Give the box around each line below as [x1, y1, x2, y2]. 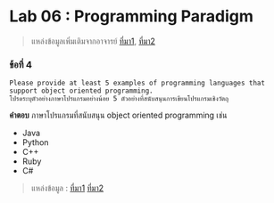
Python [21, 137, 49, 148]
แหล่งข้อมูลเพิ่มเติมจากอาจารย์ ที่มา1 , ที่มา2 [30, 36, 156, 46]
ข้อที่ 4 [9, 58, 33, 70]
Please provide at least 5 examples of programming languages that [9, 78, 266, 88]
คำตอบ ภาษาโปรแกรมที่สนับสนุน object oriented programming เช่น [9, 110, 228, 121]
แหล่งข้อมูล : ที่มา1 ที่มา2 [30, 183, 104, 193]
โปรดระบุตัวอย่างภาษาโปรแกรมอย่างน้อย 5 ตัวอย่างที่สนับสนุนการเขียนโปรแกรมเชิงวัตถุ [9, 94, 229, 103]
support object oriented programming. [9, 86, 154, 95]
